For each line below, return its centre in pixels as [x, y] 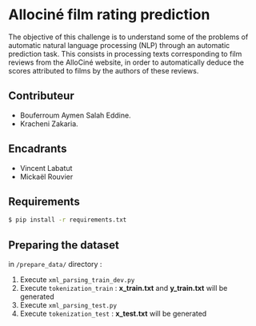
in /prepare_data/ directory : [55, 264]
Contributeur [41, 96]
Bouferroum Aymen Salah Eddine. [75, 115]
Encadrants [38, 149]
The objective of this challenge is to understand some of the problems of [128, 37]
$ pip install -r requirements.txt [68, 220]
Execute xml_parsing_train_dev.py [77, 280]
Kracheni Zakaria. [49, 123]
